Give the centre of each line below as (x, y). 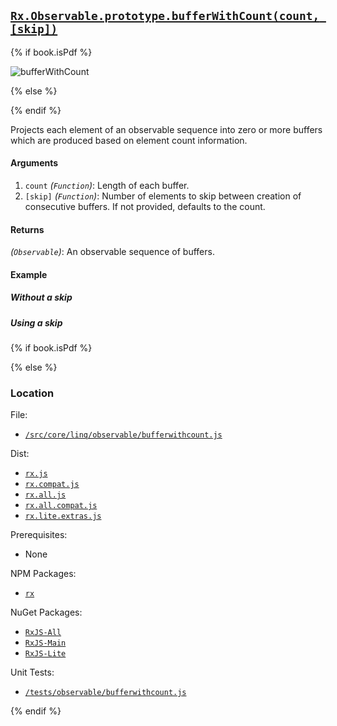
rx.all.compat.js (61, 506)
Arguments (34, 163)
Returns (27, 229)
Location (32, 393)
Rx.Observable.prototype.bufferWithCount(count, (165, 16)
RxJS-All (43, 633)
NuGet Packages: (46, 612)
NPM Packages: (43, 574)
